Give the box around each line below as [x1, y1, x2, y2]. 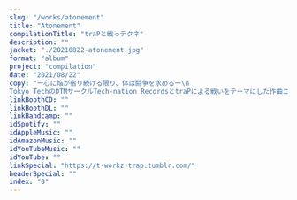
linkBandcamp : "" [9, 112, 73, 120]
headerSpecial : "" [9, 169, 77, 178]
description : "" [9, 37, 69, 47]
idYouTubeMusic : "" [9, 144, 81, 153]
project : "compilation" [9, 63, 97, 72]
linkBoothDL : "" [9, 104, 69, 112]
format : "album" [9, 54, 69, 63]
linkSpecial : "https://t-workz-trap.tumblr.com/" [9, 161, 196, 170]
